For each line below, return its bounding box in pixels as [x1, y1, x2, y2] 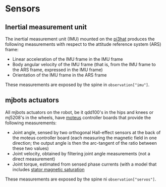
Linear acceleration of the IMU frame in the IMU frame [12, 56, 123, 62]
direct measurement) [12, 156, 55, 162]
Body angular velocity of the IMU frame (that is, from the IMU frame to [12, 62, 156, 67]
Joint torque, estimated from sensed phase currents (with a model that [12, 161, 157, 167]
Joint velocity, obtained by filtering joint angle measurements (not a [12, 150, 150, 157]
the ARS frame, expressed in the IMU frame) [12, 67, 103, 73]
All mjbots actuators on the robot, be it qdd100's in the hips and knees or [5, 109, 154, 115]
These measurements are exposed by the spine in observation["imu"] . [5, 82, 150, 88]
